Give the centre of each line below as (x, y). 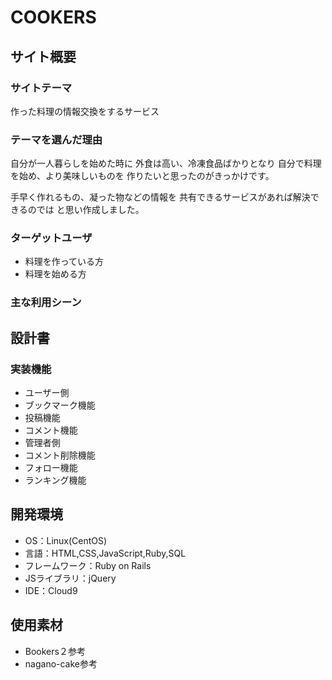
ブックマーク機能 (60, 405)
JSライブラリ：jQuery (70, 578)
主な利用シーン (46, 303)
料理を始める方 (55, 274)
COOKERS (53, 17)
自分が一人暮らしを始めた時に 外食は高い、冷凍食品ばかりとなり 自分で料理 (166, 163)
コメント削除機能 (60, 455)
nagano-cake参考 (61, 663)
